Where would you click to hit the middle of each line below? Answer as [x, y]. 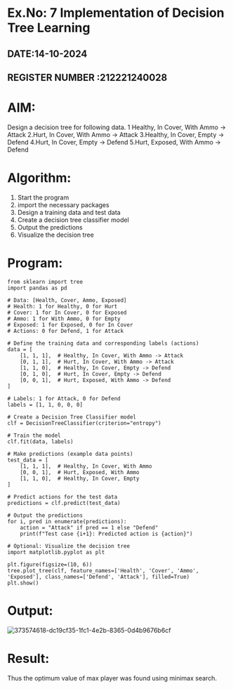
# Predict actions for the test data [62, 497]
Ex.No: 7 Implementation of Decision [116, 13]
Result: [28, 658]
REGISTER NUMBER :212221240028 [87, 78]
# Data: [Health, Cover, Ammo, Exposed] [67, 300]
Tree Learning [49, 28]
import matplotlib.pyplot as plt [56, 552]
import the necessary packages [64, 204]
